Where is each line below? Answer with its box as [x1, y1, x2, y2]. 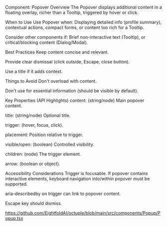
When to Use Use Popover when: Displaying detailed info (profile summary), [5, 19, 162, 25]
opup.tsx [5, 216, 23, 221]
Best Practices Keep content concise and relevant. [5, 49, 109, 55]
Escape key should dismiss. [5, 201, 62, 206]
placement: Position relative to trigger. [5, 132, 83, 138]
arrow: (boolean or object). [5, 161, 61, 167]
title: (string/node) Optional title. [5, 112, 71, 118]
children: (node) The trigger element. [5, 151, 81, 157]
